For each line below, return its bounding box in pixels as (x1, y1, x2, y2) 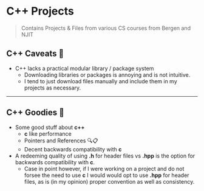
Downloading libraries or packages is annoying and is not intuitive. (24, 71, 191, 78)
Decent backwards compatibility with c (24, 145, 122, 153)
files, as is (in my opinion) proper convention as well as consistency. (24, 178, 195, 185)
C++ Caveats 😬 (6, 49, 64, 59)
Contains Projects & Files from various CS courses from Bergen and (21, 24, 191, 32)
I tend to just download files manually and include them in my (24, 77, 177, 85)
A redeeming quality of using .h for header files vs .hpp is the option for (15, 152, 195, 159)
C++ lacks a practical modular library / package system (15, 64, 154, 72)
